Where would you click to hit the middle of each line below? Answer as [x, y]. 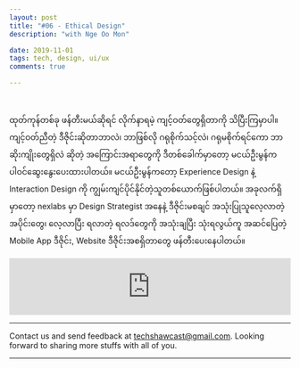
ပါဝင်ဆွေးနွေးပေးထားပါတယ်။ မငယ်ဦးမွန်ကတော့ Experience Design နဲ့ [133, 172]
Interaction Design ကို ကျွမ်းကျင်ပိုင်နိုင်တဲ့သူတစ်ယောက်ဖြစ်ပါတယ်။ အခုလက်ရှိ [146, 189]
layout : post [33, 17]
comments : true [37, 67]
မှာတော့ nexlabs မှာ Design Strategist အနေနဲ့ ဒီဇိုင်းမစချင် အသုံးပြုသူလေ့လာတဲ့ [147, 206]
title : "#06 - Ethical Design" [67, 26]
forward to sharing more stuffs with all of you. [93, 345]
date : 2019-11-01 [42, 50]
